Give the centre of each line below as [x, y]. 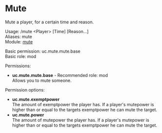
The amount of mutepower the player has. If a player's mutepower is [81, 120]
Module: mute [19, 41]
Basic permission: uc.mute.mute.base [43, 51]
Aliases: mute [19, 37]
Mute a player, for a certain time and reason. [49, 22]
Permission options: [25, 90]
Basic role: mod [21, 56]
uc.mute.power [28, 114]
